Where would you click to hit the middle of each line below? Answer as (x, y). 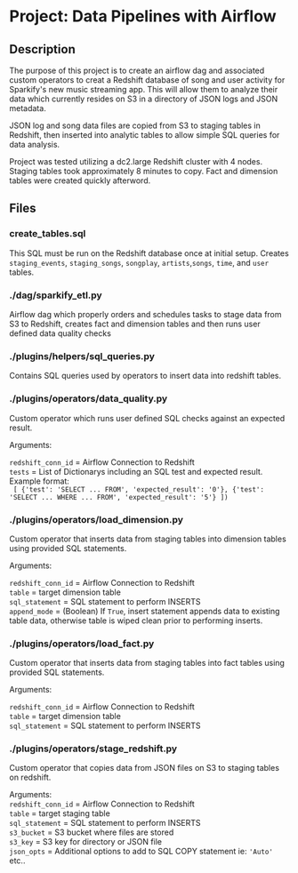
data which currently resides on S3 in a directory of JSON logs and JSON (144, 99)
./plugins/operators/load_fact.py (82, 644)
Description (42, 49)
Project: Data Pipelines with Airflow (143, 16)
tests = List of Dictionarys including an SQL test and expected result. (136, 471)
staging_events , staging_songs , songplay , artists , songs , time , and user (139, 262)
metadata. (28, 108)
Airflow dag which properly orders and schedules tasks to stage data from (145, 314)
